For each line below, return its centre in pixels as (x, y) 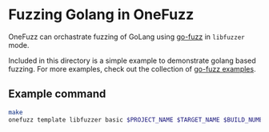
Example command (57, 94)
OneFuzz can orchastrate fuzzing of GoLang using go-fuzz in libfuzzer (127, 37)
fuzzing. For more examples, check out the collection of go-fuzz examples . (132, 68)
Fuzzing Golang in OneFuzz (101, 15)
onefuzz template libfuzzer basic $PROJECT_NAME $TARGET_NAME (114, 120)
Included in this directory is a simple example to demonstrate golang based (132, 60)
